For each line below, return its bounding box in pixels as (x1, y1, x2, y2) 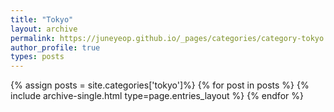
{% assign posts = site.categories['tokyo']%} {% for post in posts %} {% (10, 79, 310, 91)
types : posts (10, 52, 65, 62)
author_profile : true (10, 42, 101, 53)
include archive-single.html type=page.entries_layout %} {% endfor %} (10, 90, 304, 102)
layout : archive (10, 24, 78, 34)
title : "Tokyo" (10, 14, 74, 25)
